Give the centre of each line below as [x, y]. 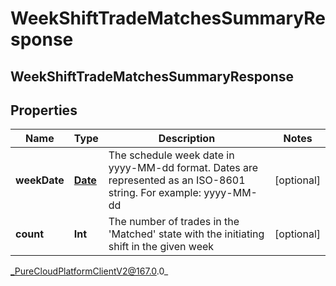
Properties [44, 110]
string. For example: [155, 193]
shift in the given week [161, 247]
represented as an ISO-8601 [177, 180]
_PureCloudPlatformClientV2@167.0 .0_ [89, 271]
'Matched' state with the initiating [186, 234]
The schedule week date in [171, 155]
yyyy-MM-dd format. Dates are [183, 168]
